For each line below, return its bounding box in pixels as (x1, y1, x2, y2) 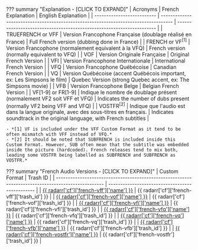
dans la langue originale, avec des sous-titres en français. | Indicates (6, 109, 174, 116)
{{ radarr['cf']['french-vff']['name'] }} (42, 187, 133, 194)
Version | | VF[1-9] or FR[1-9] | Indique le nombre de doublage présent (6, 88, 177, 96)
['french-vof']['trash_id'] (6, 200, 66, 207)
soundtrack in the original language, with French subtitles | (6, 115, 150, 122)
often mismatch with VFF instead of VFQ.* (6, 131, 112, 138)
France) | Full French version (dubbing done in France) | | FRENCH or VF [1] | (6, 37, 190, 45)
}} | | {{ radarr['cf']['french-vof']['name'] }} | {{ (43, 193, 157, 200)
